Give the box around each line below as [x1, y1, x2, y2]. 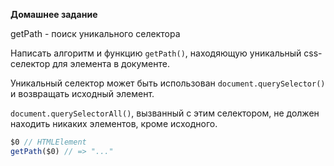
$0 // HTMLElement [10, 137, 87, 147]
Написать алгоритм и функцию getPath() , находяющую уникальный [10, 47, 302, 59]
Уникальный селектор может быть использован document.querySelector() [10, 77, 326, 89]
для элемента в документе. [52, 58, 170, 69]
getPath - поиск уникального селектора [10, 28, 181, 39]
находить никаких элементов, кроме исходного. [10, 118, 218, 129]
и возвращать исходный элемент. [10, 88, 155, 99]
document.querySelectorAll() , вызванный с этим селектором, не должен [10, 107, 320, 119]
